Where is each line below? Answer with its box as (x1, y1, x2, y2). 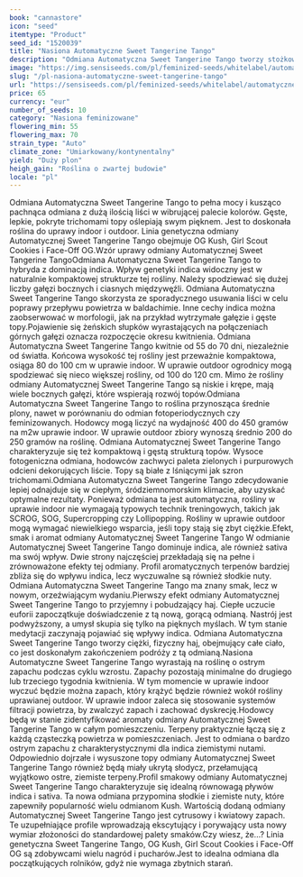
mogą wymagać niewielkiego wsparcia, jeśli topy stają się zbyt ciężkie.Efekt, (9, 523, 294, 534)
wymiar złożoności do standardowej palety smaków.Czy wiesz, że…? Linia (9, 829, 284, 840)
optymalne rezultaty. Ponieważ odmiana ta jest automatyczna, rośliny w (9, 494, 276, 505)
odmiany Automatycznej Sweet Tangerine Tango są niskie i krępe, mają (9, 379, 274, 390)
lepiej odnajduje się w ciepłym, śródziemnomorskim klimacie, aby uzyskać (9, 484, 286, 496)
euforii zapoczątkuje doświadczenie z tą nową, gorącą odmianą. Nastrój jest (9, 609, 293, 620)
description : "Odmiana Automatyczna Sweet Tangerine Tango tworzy (9, 55, 264, 64)
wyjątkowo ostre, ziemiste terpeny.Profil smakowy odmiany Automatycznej (9, 772, 288, 782)
